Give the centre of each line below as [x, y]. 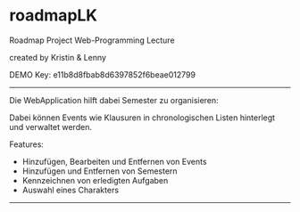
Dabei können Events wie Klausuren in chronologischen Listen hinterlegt [142, 118]
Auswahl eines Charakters [70, 190]
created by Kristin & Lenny [58, 57]
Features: [27, 144]
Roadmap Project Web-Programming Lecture [92, 40]
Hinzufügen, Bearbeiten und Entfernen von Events [114, 161]
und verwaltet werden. [50, 126]
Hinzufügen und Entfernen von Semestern [100, 171]
